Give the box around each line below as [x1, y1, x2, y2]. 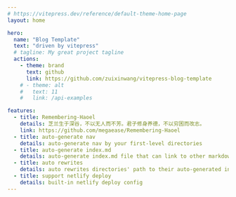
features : [7, 107, 37, 114]
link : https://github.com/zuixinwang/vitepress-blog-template [25, 75, 212, 82]
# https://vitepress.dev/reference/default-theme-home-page [7, 10, 188, 18]
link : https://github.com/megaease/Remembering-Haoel [20, 127, 181, 134]
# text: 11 [20, 88, 58, 95]
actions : [13, 55, 39, 63]
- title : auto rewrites [13, 159, 83, 167]
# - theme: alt [20, 81, 65, 88]
